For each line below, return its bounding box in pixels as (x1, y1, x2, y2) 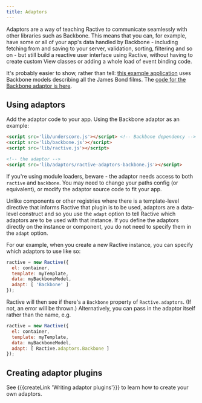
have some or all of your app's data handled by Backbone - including (6, 38, 178, 45)
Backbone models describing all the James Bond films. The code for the (6, 76, 186, 83)
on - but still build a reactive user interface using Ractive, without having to (6, 51, 194, 58)
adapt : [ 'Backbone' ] (11, 282, 69, 288)
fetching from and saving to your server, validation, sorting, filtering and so (6, 45, 193, 52)
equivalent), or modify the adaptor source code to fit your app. (6, 185, 162, 192)
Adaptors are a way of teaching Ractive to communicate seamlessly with (6, 25, 187, 33)
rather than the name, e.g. (6, 311, 71, 318)
